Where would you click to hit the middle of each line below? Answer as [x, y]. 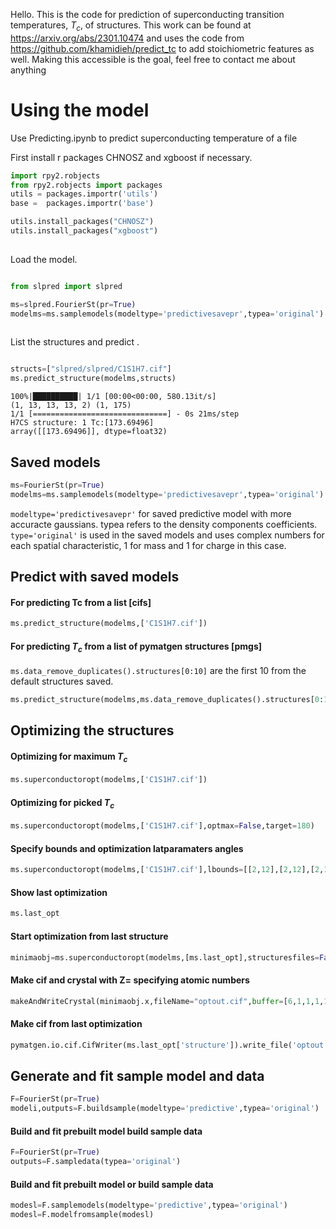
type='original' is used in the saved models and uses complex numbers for [167, 535]
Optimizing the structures [92, 730]
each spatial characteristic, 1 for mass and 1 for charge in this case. [148, 545]
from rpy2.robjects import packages [86, 185]
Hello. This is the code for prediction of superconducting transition [147, 14]
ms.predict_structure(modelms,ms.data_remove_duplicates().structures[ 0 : [167, 700]
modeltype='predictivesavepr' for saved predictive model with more [151, 513]
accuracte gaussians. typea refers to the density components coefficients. [164, 524]
